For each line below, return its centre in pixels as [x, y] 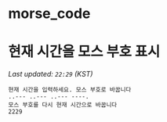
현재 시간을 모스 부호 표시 [84, 52]
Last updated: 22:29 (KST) [51, 74]
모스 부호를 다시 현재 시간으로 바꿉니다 [63, 105]
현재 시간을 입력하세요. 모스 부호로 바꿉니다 [70, 90]
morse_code [49, 14]
